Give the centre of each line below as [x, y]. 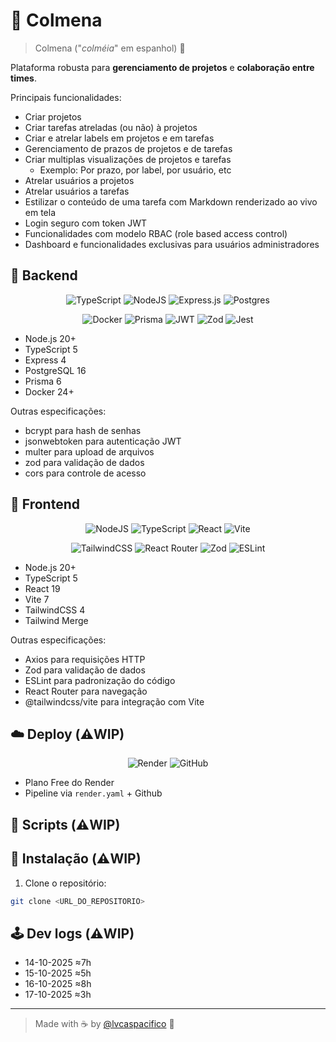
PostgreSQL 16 [55, 370]
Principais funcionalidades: [66, 97]
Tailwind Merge [56, 620]
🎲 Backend [44, 275]
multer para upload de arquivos [89, 451]
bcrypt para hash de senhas [83, 430]
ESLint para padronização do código [100, 680]
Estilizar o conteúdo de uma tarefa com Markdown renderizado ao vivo [171, 201]
